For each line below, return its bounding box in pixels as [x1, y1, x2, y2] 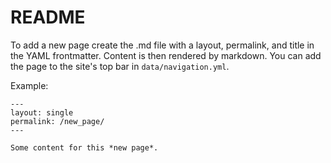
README [10, 6, 86, 29]
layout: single [10, 107, 74, 118]
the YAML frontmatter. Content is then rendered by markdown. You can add [10, 49, 322, 61]
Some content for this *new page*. [10, 142, 159, 153]
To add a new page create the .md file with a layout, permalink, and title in [10, 39, 315, 51]
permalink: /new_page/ [10, 116, 105, 126]
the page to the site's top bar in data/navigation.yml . [10, 60, 230, 72]
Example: [10, 79, 49, 91]
